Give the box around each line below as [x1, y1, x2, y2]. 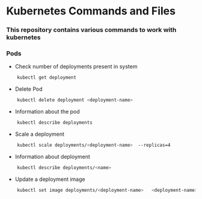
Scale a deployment [14, 130, 65, 138]
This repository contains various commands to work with [6, 26, 177, 34]
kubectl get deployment [17, 75, 77, 81]
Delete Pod [14, 85, 43, 93]
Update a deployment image [14, 176, 85, 183]
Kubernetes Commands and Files [6, 4, 176, 18]
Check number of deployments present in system [14, 63, 138, 70]
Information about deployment [14, 153, 90, 160]
